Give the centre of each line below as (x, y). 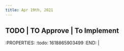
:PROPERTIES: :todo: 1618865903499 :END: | (52, 43)
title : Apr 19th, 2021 (29, 10)
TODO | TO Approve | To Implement (62, 31)
